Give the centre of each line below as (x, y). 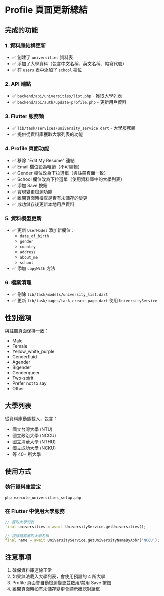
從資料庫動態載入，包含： (31, 418)
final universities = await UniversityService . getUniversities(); (76, 527)
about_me (29, 258)
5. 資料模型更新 (23, 218)
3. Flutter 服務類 (25, 116)
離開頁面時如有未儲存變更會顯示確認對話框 (56, 589)
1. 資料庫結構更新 (26, 45)
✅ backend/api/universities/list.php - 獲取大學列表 (67, 96)
